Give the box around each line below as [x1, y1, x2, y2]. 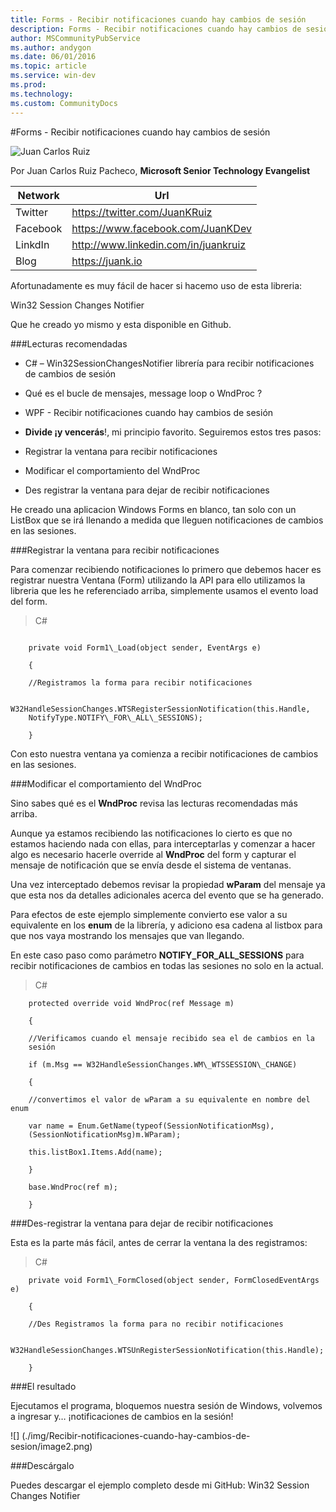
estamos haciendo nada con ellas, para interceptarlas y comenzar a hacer [10, 837, 316, 850]
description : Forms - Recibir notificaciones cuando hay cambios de [10, 24, 302, 34]
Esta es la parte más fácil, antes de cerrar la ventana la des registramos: [10, 1236, 308, 1248]
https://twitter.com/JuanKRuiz [71, 205, 213, 219]
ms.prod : [10, 80, 47, 90]
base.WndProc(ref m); [28, 1182, 118, 1192]
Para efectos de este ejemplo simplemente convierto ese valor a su [10, 908, 288, 920]
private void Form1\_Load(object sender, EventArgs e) [28, 642, 262, 653]
